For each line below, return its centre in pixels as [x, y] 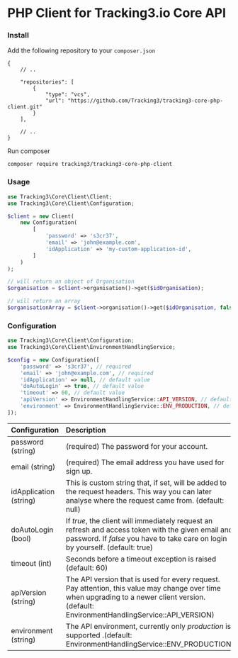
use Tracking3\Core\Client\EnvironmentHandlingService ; [91, 347]
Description [86, 430]
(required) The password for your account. [137, 446]
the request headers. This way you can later [139, 491]
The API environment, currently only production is [149, 626]
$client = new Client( [41, 216]
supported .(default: [99, 635]
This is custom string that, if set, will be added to [146, 482]
